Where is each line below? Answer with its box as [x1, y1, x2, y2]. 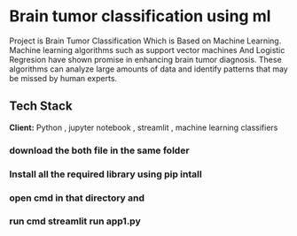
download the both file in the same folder [9, 144, 190, 156]
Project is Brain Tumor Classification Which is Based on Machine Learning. [9, 35, 282, 46]
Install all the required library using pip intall [9, 168, 202, 180]
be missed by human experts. [9, 72, 118, 83]
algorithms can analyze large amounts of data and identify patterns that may [9, 64, 288, 74]
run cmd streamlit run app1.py [9, 215, 141, 227]
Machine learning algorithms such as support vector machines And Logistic [9, 44, 285, 55]
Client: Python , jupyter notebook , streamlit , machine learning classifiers [9, 122, 278, 133]
